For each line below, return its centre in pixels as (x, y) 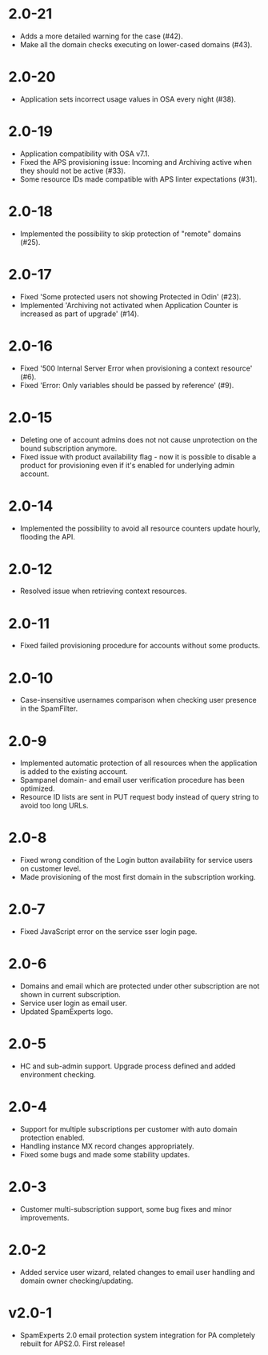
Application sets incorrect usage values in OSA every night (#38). (128, 99)
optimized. (37, 788)
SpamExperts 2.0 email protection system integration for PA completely (138, 1335)
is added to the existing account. (74, 772)
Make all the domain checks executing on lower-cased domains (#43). (136, 44)
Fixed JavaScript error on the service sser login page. (108, 932)
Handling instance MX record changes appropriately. (107, 1146)
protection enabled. (52, 1137)
